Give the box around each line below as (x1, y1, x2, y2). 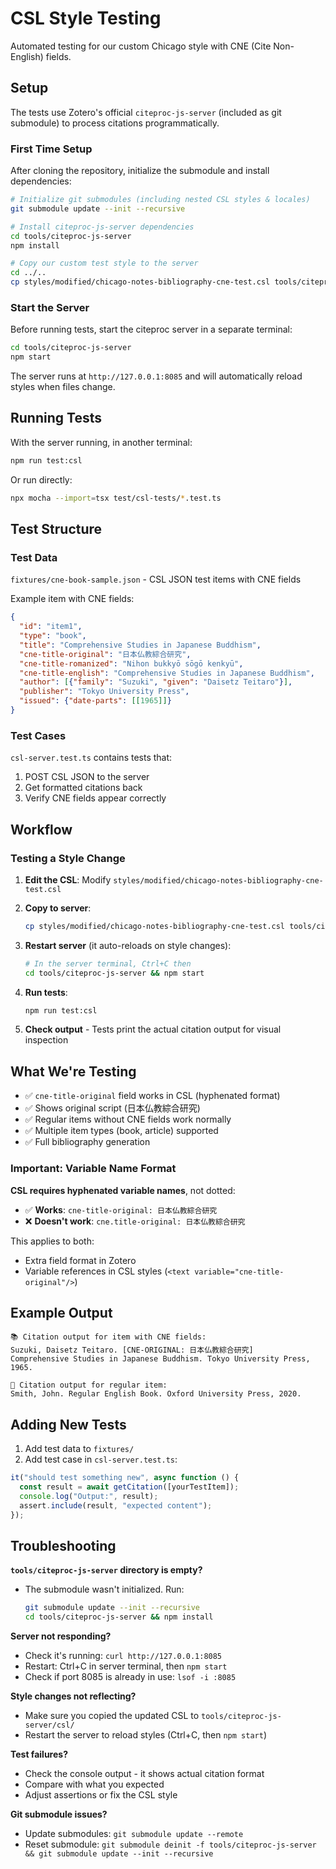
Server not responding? (10, 1630, 112, 1642)
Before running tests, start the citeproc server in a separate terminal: (10, 323, 293, 336)
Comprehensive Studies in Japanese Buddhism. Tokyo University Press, (10, 1354, 311, 1364)
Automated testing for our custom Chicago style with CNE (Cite (10, 40, 272, 52)
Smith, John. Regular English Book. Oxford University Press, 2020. (10, 1389, 302, 1399)
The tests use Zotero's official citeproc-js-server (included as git (10, 106, 282, 118)
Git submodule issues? (10, 1808, 108, 1821)
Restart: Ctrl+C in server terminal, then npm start (24, 1660, 228, 1672)
